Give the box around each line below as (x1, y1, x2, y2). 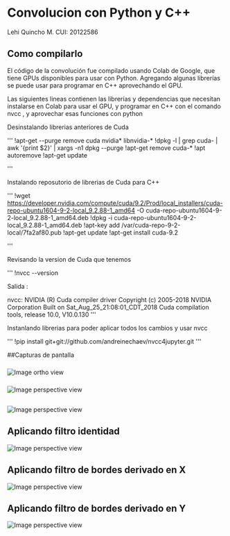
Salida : (7, 282, 29, 290)
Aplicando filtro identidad (7, 426, 120, 437)
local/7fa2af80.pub (7, 228, 62, 237)
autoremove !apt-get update (7, 151, 88, 159)
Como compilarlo (7, 48, 83, 60)
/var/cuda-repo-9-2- (121, 221, 181, 229)
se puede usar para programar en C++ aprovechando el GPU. (7, 81, 184, 90)
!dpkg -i (89, 213, 113, 221)
